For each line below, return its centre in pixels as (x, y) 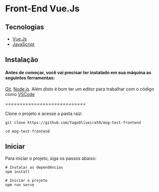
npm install (17, 172)
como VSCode (20, 94)
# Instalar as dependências (34, 168)
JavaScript (23, 44)
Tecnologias (25, 27)
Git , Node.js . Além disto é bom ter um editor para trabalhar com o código (80, 89)
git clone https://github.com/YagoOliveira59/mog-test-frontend (73, 122)
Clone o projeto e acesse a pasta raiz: (44, 113)
